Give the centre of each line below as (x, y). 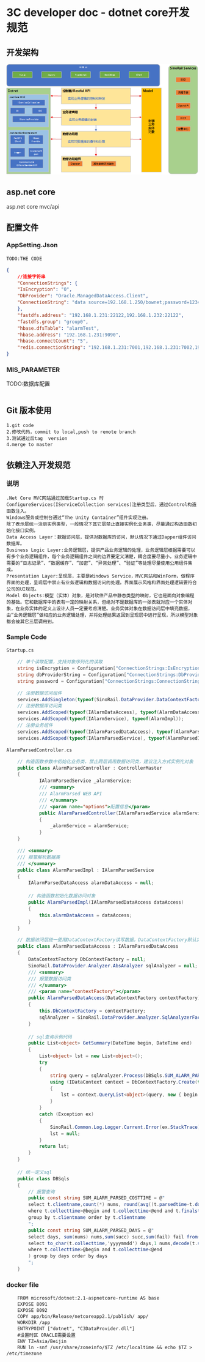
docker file (23, 1284)
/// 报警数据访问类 (50, 979)
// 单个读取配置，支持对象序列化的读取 (60, 662)
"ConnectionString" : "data (52, 303)
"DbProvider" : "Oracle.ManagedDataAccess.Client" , (83, 296)
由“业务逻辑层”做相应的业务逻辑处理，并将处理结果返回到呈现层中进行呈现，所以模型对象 (102, 615)
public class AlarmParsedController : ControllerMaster (90, 768)
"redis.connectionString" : (52, 348)
